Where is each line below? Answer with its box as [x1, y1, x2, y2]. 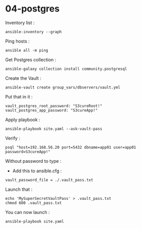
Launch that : [5, 186, 33, 192]
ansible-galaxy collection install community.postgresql [5, 66, 127, 71]
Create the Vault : [5, 75, 42, 81]
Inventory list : [5, 20, 35, 26]
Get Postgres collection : [5, 56, 56, 63]
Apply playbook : [5, 117, 40, 123]
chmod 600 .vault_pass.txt [5, 200, 62, 205]
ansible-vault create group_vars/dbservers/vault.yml [5, 85, 121, 90]
